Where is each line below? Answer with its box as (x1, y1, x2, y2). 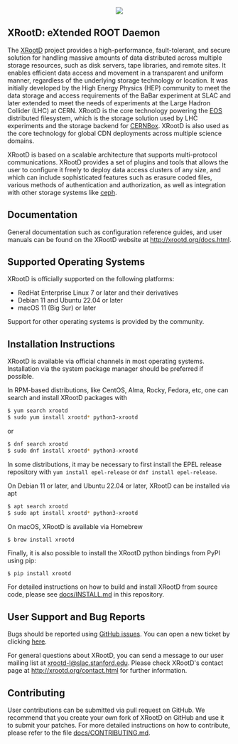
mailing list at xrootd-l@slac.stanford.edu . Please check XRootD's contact (7, 659, 224, 667)
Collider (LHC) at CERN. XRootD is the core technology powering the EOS (7, 106, 222, 115)
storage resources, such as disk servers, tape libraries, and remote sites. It (7, 61, 226, 69)
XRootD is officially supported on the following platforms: (7, 275, 175, 283)
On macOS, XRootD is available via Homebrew (7, 522, 144, 530)
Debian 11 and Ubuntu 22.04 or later (17, 296, 123, 305)
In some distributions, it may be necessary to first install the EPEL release (7, 460, 222, 468)
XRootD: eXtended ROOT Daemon (7, 27, 161, 39)
